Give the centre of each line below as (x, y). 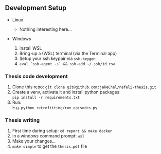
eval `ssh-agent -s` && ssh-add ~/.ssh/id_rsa (67, 64)
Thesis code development (36, 76)
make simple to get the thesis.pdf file (50, 146)
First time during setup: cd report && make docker (62, 131)
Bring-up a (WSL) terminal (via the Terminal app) (68, 53)
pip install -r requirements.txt (46, 98)
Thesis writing (22, 120)
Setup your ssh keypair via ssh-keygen (57, 58)
